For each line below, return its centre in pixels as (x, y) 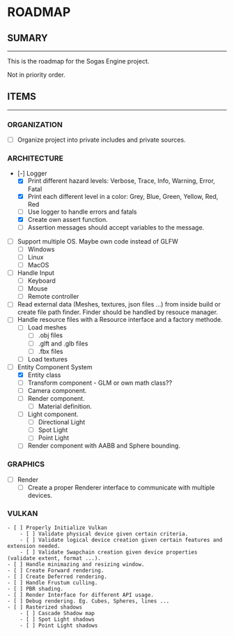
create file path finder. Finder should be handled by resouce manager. (117, 312)
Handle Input (36, 273)
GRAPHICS (26, 464)
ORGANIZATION (35, 124)
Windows (41, 249)
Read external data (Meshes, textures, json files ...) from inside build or (119, 304)
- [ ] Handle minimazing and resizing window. (76, 565)
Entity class (44, 375)
